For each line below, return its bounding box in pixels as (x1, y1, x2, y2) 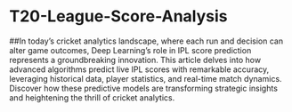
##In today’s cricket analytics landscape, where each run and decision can (9, 36, 283, 46)
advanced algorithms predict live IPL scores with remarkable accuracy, (9, 64, 270, 75)
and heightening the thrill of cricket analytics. (9, 92, 175, 103)
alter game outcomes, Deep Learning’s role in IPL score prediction (9, 44, 252, 55)
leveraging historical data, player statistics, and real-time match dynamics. (9, 73, 282, 84)
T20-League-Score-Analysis (9, 6, 229, 27)
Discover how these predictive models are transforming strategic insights (9, 83, 279, 93)
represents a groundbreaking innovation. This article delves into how (9, 54, 261, 65)
